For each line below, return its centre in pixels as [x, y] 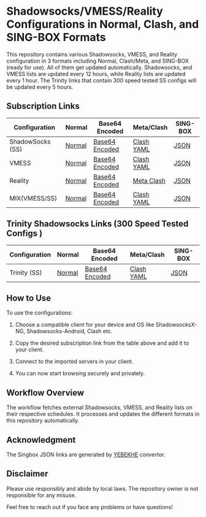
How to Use [29, 298]
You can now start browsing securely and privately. [80, 373]
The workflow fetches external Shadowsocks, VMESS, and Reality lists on [100, 408]
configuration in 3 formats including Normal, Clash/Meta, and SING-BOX [97, 61]
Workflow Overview [45, 393]
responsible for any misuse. [41, 495]
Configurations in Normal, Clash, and [103, 24]
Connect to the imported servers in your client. [74, 362]
